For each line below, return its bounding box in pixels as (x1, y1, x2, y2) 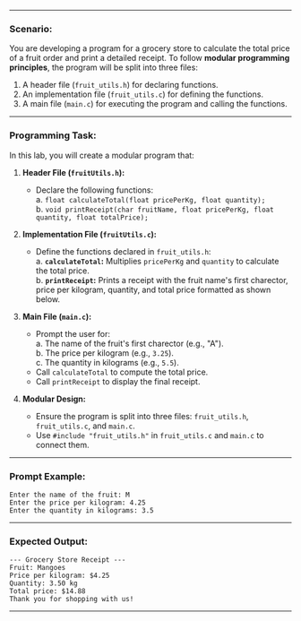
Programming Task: (9, 129, 97, 142)
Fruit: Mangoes (9, 564, 66, 573)
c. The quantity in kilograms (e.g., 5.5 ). (35, 357, 179, 367)
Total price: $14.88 (9, 587, 87, 596)
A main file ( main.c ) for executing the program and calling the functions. (21, 99, 288, 109)
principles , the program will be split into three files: (9, 62, 199, 73)
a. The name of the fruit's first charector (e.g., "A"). (35, 338, 224, 349)
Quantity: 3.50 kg (9, 579, 78, 588)
